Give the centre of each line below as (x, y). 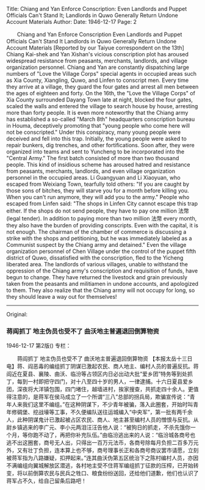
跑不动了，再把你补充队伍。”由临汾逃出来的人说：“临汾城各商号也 (114, 435)
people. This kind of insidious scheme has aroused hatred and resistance (98, 165)
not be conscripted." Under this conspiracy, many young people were (94, 132)
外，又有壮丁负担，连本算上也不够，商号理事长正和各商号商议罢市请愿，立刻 (103, 450)
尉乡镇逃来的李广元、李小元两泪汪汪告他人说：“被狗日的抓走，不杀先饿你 (99, 428)
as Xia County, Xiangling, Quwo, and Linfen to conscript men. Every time (98, 80)
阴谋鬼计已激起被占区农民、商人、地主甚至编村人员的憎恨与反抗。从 (113, 420)
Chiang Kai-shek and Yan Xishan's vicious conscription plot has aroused (98, 54)
